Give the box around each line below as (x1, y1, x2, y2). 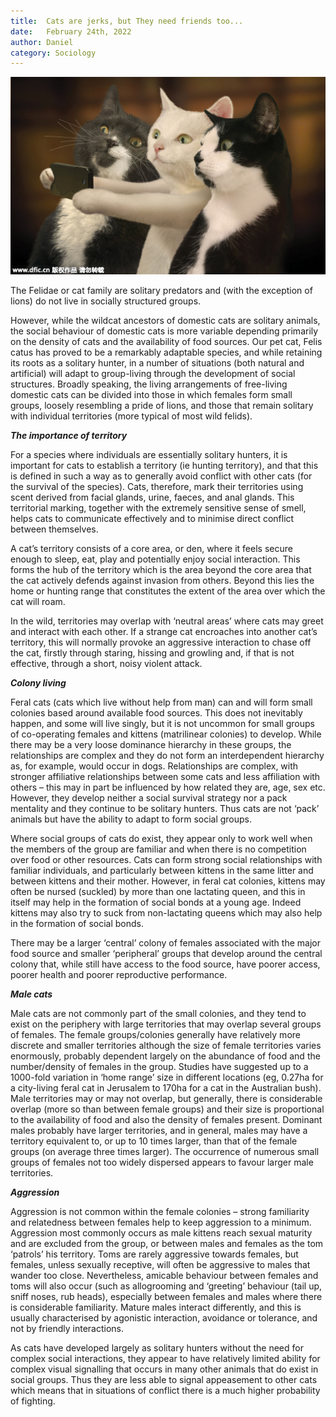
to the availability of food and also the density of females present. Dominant (10, 1114, 323, 1126)
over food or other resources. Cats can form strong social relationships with (10, 854, 323, 866)
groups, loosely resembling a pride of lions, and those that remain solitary (10, 400, 314, 412)
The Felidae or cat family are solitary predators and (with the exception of (10, 285, 313, 297)
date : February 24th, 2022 (10, 26, 132, 37)
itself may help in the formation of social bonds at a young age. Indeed (10, 896, 302, 909)
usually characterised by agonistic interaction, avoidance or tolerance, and (10, 1312, 318, 1324)
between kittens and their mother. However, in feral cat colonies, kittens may (10, 875, 326, 887)
